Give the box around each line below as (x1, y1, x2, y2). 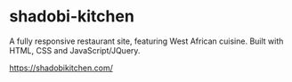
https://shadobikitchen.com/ (9, 62, 113, 73)
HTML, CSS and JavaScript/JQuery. (9, 45, 141, 55)
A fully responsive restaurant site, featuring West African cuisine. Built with (9, 36, 284, 46)
